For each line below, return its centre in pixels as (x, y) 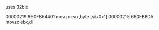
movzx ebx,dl (19, 22)
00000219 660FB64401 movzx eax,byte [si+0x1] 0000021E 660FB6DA (80, 17)
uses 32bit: (17, 7)
